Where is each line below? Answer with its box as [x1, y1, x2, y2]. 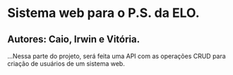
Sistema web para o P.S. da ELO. [7, 5, 200, 21]
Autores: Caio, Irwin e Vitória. [7, 33, 141, 45]
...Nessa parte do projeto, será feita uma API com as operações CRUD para [7, 52, 226, 60]
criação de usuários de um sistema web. [7, 59, 125, 68]
